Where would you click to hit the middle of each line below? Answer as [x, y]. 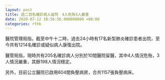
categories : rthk [23, 24]
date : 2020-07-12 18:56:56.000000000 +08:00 [52, 19]
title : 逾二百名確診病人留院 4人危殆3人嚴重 [47, 14]
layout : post [19, 10]
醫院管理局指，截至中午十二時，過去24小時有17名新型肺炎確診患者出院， [80, 38]
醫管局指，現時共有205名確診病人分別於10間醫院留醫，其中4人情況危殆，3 [82, 55]
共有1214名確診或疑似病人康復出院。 [47, 45]
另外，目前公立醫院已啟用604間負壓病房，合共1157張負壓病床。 [71, 72]
